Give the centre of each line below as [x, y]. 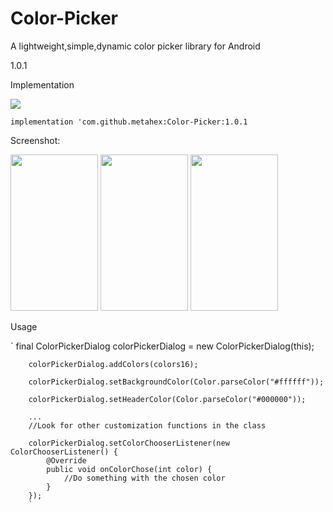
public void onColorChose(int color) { [129, 469]
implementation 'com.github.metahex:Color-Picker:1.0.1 [129, 122]
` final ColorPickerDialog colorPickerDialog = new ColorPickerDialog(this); [162, 346]
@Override [66, 460]
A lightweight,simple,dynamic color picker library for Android [135, 46]
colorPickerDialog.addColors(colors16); [113, 364]
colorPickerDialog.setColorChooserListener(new [129, 443]
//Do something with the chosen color [144, 478]
